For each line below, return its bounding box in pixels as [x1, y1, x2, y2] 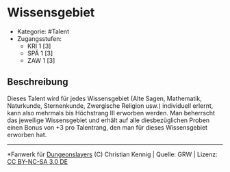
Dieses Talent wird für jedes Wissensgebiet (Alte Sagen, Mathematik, [7, 94, 202, 102]
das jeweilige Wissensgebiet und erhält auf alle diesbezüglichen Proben [7, 116, 210, 124]
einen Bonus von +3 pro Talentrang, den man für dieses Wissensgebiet [7, 123, 207, 131]
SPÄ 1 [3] [27, 49, 53, 57]
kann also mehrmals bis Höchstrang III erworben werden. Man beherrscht [7, 109, 216, 117]
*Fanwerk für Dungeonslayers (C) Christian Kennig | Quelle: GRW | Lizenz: [7, 150, 218, 158]
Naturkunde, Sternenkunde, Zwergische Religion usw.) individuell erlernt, [7, 101, 214, 110]
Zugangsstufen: [16, 34, 62, 42]
